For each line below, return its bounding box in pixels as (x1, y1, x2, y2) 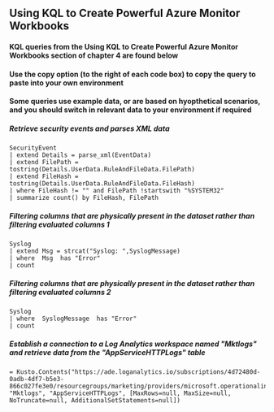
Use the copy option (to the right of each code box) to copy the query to (9, 69, 256, 79)
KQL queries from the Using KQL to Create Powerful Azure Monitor (9, 41, 239, 51)
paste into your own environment (9, 77, 124, 88)
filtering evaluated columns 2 (9, 287, 111, 297)
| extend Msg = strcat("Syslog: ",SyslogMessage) (9, 247, 181, 255)
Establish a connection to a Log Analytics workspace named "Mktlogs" (9, 339, 257, 349)
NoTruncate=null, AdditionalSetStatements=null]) (9, 397, 181, 405)
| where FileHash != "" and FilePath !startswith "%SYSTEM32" (9, 187, 224, 195)
